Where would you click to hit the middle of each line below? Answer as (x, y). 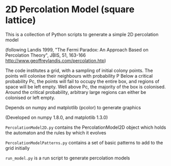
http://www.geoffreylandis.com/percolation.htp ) (56, 60)
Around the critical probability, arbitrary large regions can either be (76, 92)
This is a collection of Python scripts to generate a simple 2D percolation (82, 34)
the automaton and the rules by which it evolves (56, 133)
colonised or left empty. (30, 98)
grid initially (17, 148)
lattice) (20, 20)
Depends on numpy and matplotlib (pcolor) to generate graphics (73, 107)
